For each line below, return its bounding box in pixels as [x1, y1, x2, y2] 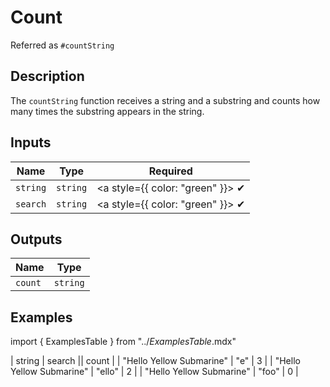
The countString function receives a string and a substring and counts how [10, 94, 321, 106]
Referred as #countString [10, 39, 115, 51]
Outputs [10, 231, 63, 248]
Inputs [10, 134, 52, 151]
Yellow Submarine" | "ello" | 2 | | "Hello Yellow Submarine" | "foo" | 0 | [10, 366, 299, 378]
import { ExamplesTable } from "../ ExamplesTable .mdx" [10, 336, 237, 348]
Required [148, 164, 193, 178]
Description [10, 68, 85, 85]
